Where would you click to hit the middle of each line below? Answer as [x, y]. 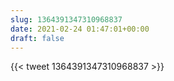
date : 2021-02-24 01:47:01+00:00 [80, 29]
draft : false [37, 38]
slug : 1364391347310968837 [66, 19]
